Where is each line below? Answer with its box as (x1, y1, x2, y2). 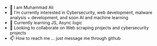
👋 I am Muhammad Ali (9, 5, 54, 10)
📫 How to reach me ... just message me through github (9, 35, 121, 41)
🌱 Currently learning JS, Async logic (9, 20, 83, 25)
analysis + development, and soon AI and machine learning (9, 15, 129, 20)
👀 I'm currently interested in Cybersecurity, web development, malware (9, 10, 153, 15)
